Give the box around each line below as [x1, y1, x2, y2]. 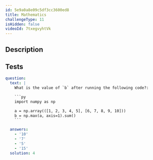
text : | [10, 81, 26, 86]
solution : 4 [10, 150, 36, 155]
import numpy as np [14, 99, 56, 104]
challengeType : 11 [5, 17, 44, 22]
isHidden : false [5, 21, 40, 27]
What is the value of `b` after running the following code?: [14, 85, 149, 90]
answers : [10, 127, 28, 132]
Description [5, 45, 43, 54]
